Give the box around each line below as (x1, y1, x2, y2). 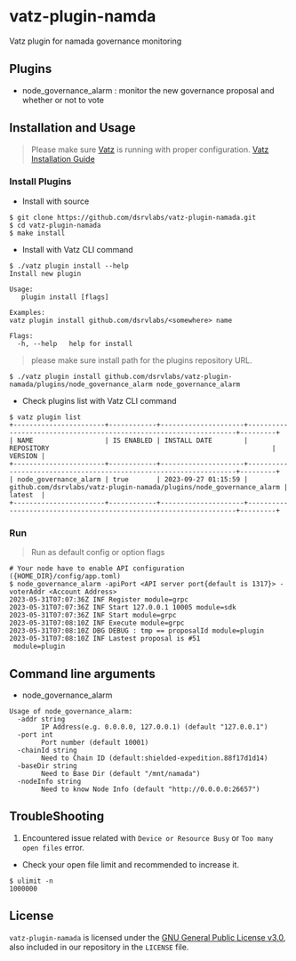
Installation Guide (30, 153, 95, 164)
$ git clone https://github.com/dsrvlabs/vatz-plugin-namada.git (9, 213, 256, 222)
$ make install (9, 229, 66, 238)
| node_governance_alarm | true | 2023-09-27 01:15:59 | (9, 474, 249, 484)
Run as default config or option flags (30, 547, 165, 558)
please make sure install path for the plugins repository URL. (30, 354, 253, 366)
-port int (17, 730, 53, 739)
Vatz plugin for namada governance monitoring (9, 36, 182, 46)
